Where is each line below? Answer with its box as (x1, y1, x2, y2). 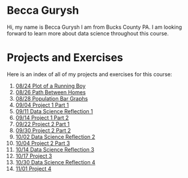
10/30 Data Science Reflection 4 (15, 158, 96, 165)
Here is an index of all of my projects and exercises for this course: (7, 70, 172, 78)
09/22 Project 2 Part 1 (15, 120, 70, 128)
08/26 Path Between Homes (15, 88, 86, 96)
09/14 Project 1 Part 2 (15, 114, 69, 121)
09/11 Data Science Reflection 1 (15, 107, 93, 114)
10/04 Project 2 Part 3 (15, 139, 70, 147)
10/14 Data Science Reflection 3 (15, 146, 95, 153)
